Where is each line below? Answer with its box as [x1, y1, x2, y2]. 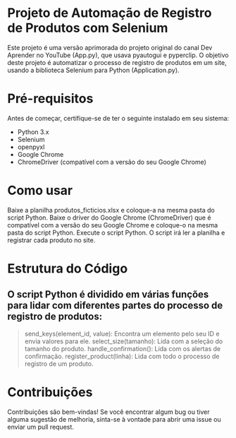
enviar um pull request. [7, 422, 74, 431]
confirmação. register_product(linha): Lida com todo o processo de [24, 352, 220, 360]
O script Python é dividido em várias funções [7, 288, 209, 301]
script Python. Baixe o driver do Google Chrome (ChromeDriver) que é [7, 213, 211, 222]
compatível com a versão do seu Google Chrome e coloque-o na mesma [7, 220, 218, 229]
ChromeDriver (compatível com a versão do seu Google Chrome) [17, 158, 206, 166]
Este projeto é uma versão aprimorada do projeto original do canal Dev [7, 43, 213, 52]
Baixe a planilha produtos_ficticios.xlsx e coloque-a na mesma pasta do [7, 206, 215, 214]
